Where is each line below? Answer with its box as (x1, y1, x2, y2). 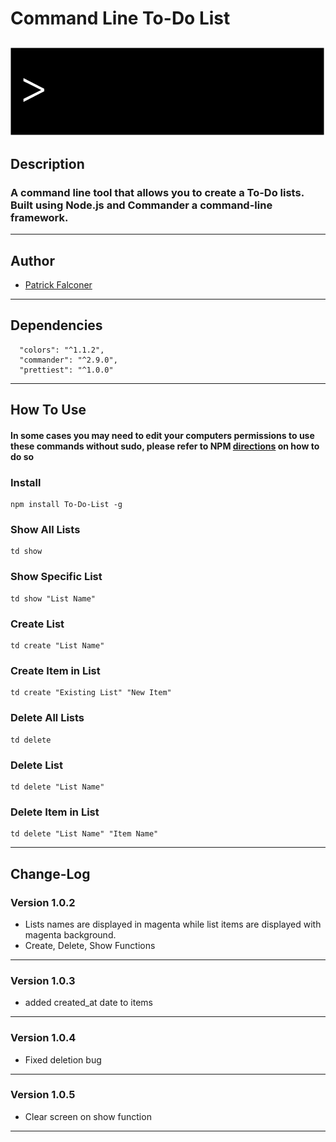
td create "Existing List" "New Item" (10, 688, 172, 698)
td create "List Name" (10, 641, 105, 651)
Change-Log (10, 865, 91, 882)
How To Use (10, 402, 87, 419)
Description (10, 155, 85, 172)
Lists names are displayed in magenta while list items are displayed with (24, 918, 322, 930)
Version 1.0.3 (10, 973, 76, 987)
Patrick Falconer (24, 279, 93, 291)
